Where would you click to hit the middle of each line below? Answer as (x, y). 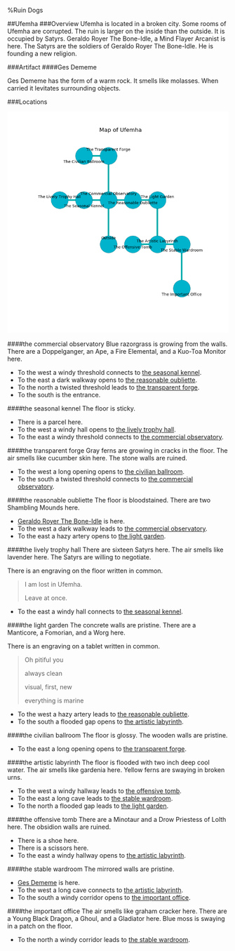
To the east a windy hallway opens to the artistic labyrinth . (101, 855)
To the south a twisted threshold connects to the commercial (105, 479)
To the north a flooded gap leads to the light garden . (93, 806)
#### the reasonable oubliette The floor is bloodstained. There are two (109, 500)
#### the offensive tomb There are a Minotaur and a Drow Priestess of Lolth (117, 819)
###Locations (27, 102)
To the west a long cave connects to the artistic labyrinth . (100, 890)
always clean (43, 673)
